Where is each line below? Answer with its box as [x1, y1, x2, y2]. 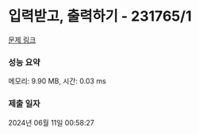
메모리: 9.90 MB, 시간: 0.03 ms [8, 76, 107, 86]
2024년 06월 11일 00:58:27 [8, 118, 95, 127]
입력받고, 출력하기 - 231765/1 [8, 7, 192, 25]
